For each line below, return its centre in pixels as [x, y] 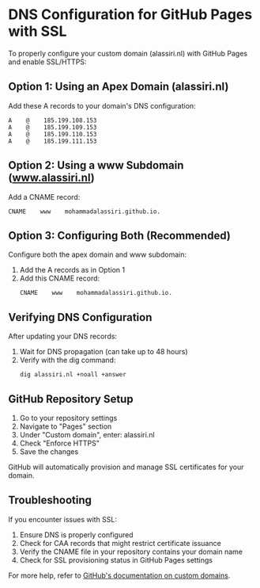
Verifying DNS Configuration [80, 317]
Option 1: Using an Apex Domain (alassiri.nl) [119, 87]
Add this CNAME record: [60, 278]
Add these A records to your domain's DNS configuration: [102, 105]
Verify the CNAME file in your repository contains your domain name [131, 552]
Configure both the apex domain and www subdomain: [98, 254]
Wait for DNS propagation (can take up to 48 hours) [104, 352]
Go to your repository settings [68, 418]
